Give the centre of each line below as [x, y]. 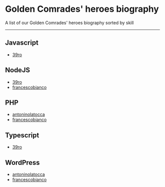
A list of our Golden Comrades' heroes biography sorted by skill [69, 23]
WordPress [23, 163]
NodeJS [18, 70]
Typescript [22, 135]
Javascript [22, 43]
